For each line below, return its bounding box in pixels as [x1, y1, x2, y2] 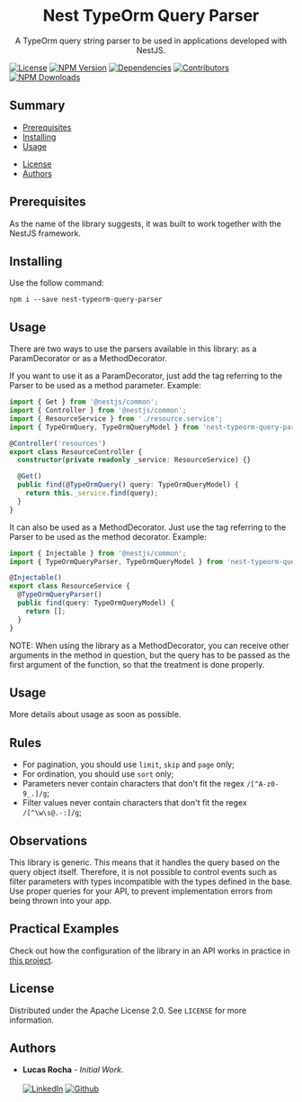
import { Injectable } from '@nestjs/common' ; [9, 549, 187, 558]
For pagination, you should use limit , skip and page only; [22, 759, 235, 770]
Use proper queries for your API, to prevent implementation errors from [9, 886, 273, 897]
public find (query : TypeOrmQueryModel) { [17, 598, 175, 608]
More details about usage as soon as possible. [9, 709, 182, 720]
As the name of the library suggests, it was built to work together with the [9, 218, 281, 229]
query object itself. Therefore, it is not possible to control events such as [9, 867, 278, 877]
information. [9, 1015, 55, 1025]
